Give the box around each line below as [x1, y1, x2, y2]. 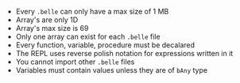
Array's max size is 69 [15, 24, 89, 32]
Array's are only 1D [15, 15, 78, 25]
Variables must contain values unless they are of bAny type [15, 66, 208, 74]
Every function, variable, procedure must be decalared [15, 40, 195, 50]
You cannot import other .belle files [15, 57, 135, 66]
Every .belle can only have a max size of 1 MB [15, 7, 169, 16]
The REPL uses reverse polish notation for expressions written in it [15, 49, 234, 58]
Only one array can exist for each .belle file [15, 32, 161, 41]
